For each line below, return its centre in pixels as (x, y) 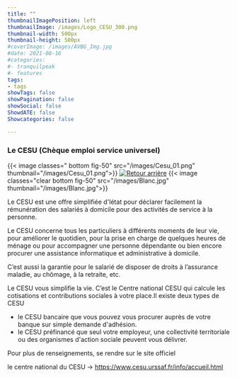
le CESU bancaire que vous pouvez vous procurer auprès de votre (114, 316)
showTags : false (31, 93)
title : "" (22, 14)
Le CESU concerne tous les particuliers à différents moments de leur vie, (113, 230)
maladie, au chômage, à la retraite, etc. (64, 274)
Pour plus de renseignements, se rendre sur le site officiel (91, 353)
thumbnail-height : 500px (44, 40)
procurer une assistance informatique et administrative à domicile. (104, 253)
